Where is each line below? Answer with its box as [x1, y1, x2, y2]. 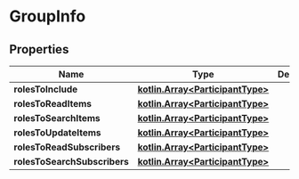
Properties [9, 42, 69, 57]
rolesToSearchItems [13, 112, 101, 124]
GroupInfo [9, 6, 86, 27]
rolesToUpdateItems [13, 126, 101, 139]
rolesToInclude [13, 83, 78, 95]
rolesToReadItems [13, 98, 92, 110]
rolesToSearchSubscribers [13, 156, 129, 167]
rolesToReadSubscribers [13, 141, 121, 153]
